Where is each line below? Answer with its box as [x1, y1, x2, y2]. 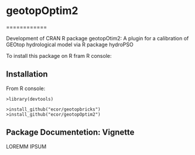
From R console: [6, 85, 46, 92]
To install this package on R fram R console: [6, 52, 112, 59]
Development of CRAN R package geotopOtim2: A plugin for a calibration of [6, 35, 189, 42]
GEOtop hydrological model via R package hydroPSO [6, 41, 134, 48]
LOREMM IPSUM [6, 143, 47, 150]
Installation [6, 69, 48, 80]
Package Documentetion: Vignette [6, 128, 135, 137]
